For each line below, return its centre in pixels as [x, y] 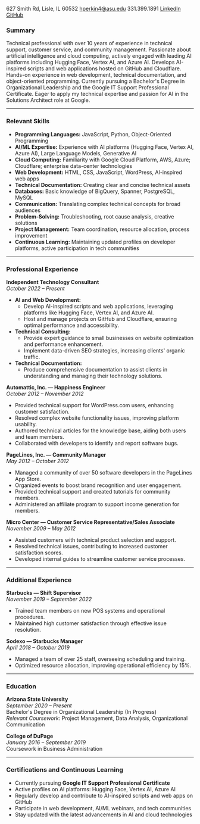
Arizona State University [37, 700]
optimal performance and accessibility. [71, 325]
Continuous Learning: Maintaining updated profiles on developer [95, 242]
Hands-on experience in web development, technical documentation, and [96, 75]
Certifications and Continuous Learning [65, 770]
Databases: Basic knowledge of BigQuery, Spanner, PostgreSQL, [95, 191]
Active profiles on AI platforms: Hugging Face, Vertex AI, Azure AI [95, 789]
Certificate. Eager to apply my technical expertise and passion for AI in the [97, 94]
